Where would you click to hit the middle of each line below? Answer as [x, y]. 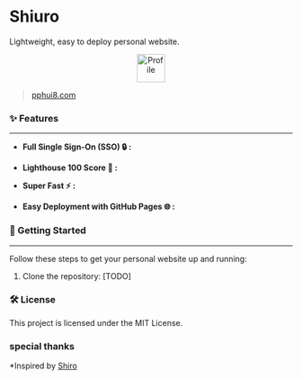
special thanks [42, 346]
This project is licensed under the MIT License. [96, 322]
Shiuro [35, 17]
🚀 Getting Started [48, 231]
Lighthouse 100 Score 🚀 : [70, 167]
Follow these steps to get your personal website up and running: [128, 258]
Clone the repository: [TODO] [77, 276]
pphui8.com [53, 95]
